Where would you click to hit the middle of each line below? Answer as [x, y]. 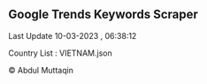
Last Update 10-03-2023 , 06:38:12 [73, 35]
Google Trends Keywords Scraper [103, 15]
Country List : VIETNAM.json [60, 53]
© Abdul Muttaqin [41, 70]
